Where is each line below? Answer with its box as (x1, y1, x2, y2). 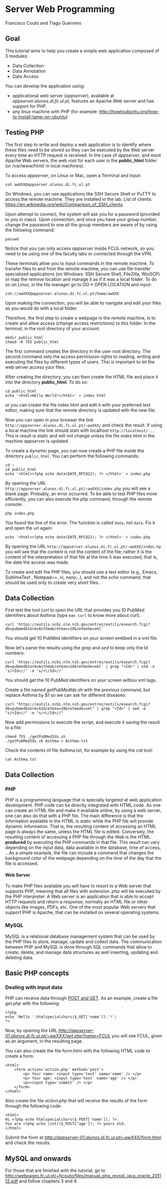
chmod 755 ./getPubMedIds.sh (5, 734, 66, 739)
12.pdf (5, 1178, 18, 1184)
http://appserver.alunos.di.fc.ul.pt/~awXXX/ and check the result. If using (5, 422, 163, 428)
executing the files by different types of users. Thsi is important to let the (5, 359, 155, 365)
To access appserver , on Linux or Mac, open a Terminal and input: (5, 172, 142, 178)
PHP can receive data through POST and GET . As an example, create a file (5, 995, 158, 1001)
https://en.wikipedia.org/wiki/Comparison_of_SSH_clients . (5, 201, 124, 207)
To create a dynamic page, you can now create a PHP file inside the (5, 447, 145, 453)
